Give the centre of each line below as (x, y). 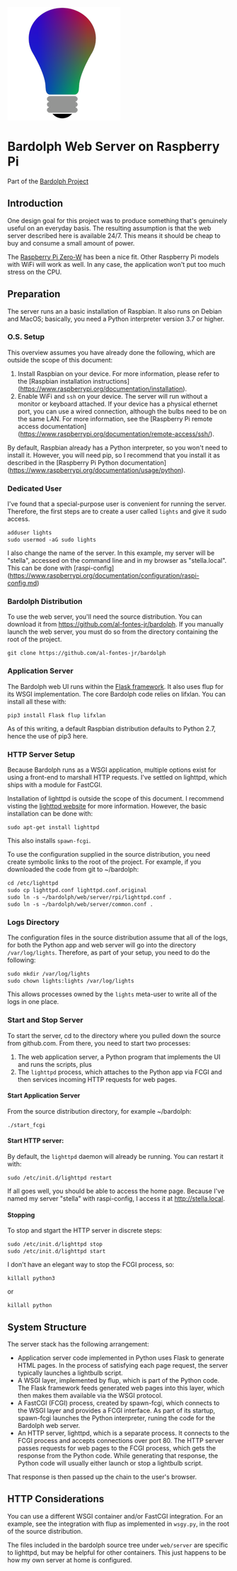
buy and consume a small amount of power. (71, 243)
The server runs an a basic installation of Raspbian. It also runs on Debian (115, 311)
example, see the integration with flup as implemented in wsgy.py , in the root (118, 1524)
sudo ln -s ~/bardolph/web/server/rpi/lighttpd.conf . (90, 898)
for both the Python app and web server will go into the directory (102, 945)
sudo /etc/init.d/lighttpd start (57, 1252)
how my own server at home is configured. (70, 1560)
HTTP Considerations (56, 1499)
